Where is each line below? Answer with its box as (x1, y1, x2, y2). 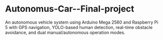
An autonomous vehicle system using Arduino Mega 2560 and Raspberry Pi (5, 19, 159, 25)
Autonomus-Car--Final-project (5, 3, 135, 14)
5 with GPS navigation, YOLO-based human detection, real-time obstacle (5, 24, 153, 30)
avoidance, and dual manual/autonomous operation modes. (5, 29, 126, 35)
